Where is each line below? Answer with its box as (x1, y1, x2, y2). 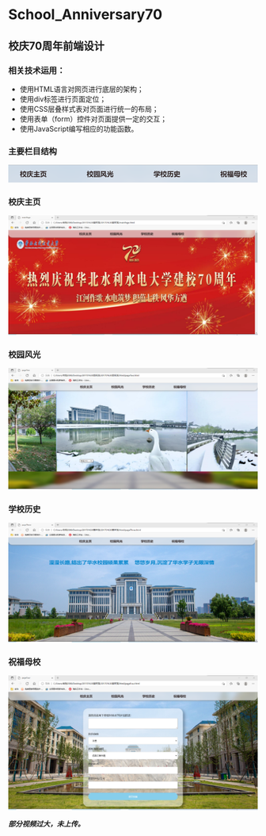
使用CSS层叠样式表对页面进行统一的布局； (19, 104, 159, 113)
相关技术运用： (8, 65, 66, 76)
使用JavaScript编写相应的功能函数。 (19, 124, 139, 133)
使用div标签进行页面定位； (19, 94, 107, 104)
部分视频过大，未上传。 (8, 819, 85, 829)
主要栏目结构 (8, 145, 58, 156)
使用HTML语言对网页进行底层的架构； (19, 84, 144, 94)
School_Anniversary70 (8, 6, 163, 24)
